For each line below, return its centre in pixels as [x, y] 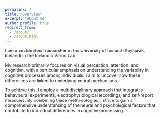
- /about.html [24, 37]
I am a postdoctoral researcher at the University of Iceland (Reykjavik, [75, 50]
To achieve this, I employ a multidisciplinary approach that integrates [74, 90]
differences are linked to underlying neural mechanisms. [62, 80]
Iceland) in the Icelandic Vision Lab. [41, 55]
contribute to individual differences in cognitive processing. [65, 110]
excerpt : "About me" [26, 18]
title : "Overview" [24, 14]
